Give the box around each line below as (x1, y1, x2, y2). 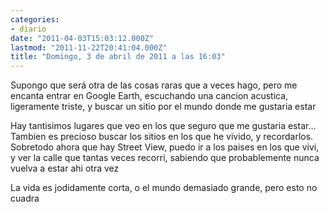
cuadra (10, 192, 40, 205)
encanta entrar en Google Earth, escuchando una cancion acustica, (10, 90, 289, 102)
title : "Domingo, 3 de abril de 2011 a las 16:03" (10, 52, 226, 62)
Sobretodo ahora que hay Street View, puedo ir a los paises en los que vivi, (10, 141, 320, 153)
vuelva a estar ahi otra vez (10, 162, 120, 175)
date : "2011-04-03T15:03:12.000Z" (10, 33, 155, 43)
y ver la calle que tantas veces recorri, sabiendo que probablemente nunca (10, 152, 320, 164)
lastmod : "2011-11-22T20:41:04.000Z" (10, 42, 168, 53)
